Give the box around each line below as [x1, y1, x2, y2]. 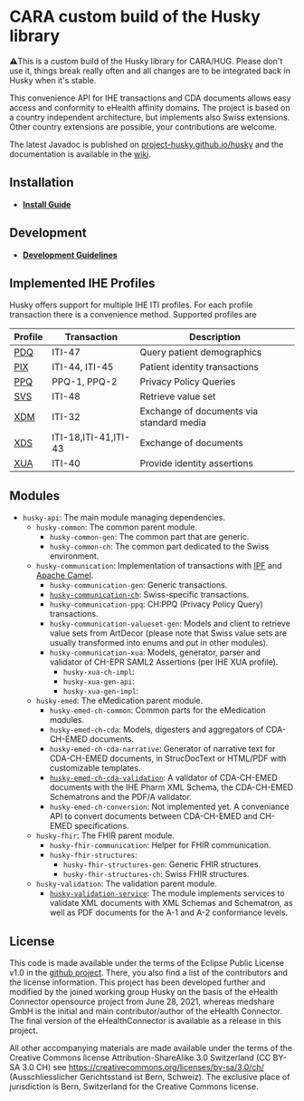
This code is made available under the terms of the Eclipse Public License [9, 958, 285, 968]
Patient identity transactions [139, 361, 260, 374]
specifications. [73, 821, 129, 832]
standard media [139, 416, 206, 429]
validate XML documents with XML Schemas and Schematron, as [49, 898, 293, 909]
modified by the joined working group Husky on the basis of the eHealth [9, 987, 279, 997]
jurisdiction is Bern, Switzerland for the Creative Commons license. [9, 1081, 260, 1092]
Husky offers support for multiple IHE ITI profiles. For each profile [9, 299, 253, 310]
